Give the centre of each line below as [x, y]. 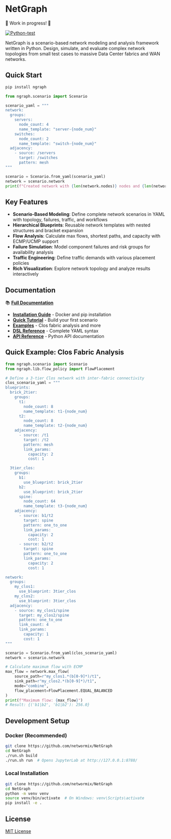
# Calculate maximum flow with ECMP [44, 667]
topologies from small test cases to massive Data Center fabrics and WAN [83, 54]
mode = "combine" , [32, 686]
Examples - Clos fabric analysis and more [56, 325]
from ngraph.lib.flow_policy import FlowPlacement [60, 369]
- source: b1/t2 [36, 516]
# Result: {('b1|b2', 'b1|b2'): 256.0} [48, 705]
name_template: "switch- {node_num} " [58, 144]
